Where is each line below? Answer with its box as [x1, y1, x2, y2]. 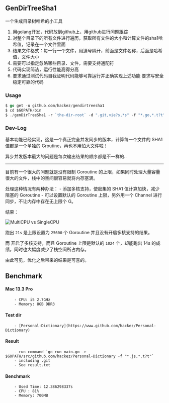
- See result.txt [14, 363, 51, 368]
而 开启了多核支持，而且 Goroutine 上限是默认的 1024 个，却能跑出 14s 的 [5, 240, 156, 246]
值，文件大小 [12, 54, 39, 60]
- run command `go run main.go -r [14, 349, 87, 355]
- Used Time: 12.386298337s [14, 384, 73, 389]
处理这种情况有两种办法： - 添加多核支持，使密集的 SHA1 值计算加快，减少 [5, 186, 160, 192]
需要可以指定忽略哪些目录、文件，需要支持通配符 [12, 60, 114, 66]
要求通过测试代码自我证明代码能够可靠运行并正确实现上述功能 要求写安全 [12, 72, 164, 78]
